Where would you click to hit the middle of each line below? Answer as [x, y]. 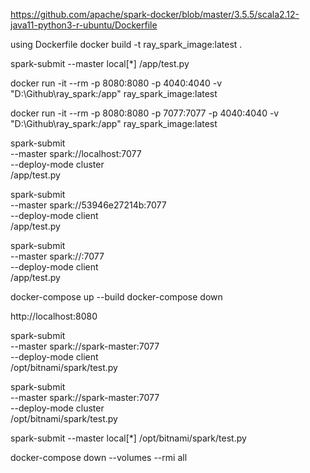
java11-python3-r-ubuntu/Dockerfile [84, 25]
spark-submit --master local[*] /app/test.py [100, 63]
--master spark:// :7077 [57, 256]
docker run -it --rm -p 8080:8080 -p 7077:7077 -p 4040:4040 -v [145, 113]
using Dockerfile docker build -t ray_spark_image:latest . [126, 44]
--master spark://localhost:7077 [76, 153]
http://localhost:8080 [54, 316]
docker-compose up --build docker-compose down [116, 297]
